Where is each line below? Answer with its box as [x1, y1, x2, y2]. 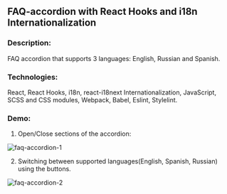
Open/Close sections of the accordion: [17, 129, 132, 138]
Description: [7, 38, 51, 48]
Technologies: [7, 72, 58, 82]
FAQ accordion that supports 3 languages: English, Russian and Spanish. [7, 54, 221, 63]
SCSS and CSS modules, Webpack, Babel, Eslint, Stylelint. [7, 95, 178, 104]
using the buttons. [17, 165, 71, 173]
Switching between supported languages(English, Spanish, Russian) [17, 157, 218, 166]
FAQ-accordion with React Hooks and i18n [7, 6, 198, 18]
